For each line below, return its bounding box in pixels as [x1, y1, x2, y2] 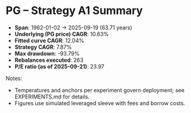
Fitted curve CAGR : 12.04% [14, 37, 85, 44]
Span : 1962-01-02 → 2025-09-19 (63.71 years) [14, 24, 133, 31]
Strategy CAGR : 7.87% [14, 43, 72, 51]
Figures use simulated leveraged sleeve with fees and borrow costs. [14, 99, 186, 107]
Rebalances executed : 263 [14, 56, 83, 64]
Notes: [5, 75, 23, 82]
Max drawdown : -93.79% [14, 49, 80, 57]
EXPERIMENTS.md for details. [14, 93, 90, 100]
